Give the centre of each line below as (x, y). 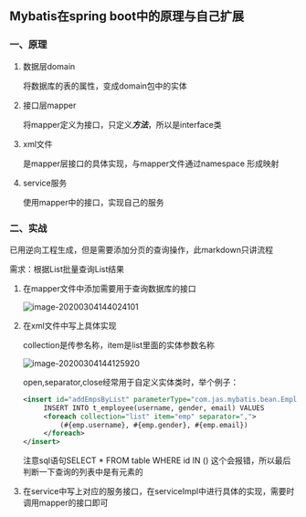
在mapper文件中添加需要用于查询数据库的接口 (109, 288)
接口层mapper (49, 105)
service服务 (45, 183)
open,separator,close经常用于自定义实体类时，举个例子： (131, 382)
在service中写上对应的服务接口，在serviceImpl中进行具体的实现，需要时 (158, 491)
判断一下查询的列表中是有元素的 (83, 472)
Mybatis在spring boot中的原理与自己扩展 (127, 16)
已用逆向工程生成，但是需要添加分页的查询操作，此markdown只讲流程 (142, 249)
